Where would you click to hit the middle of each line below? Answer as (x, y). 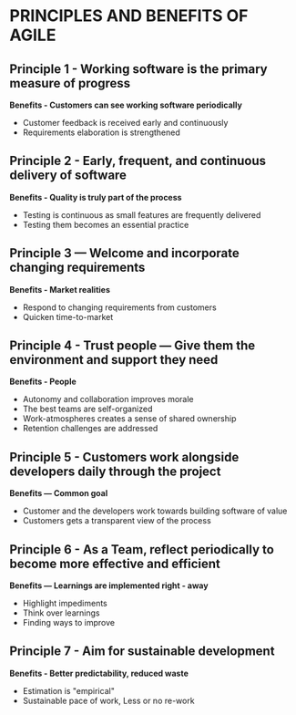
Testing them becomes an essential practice (106, 224)
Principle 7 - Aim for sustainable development (142, 652)
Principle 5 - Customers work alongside (124, 457)
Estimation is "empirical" (69, 690)
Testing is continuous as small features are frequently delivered (142, 214)
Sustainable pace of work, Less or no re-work (108, 700)
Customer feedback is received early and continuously (125, 123)
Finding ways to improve (69, 623)
